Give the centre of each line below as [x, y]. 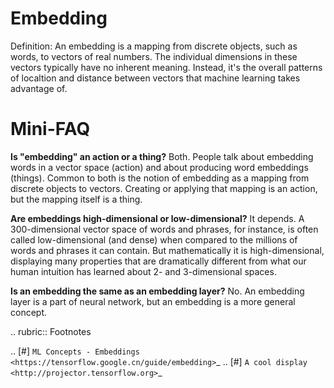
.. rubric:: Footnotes [51, 331]
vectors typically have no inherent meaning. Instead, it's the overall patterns [166, 67]
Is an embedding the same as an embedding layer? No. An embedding [157, 291]
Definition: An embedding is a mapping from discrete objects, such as [154, 46]
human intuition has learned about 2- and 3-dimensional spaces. [143, 271]
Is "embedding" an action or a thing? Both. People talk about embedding [162, 156]
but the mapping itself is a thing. [76, 199]
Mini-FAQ [50, 129]
